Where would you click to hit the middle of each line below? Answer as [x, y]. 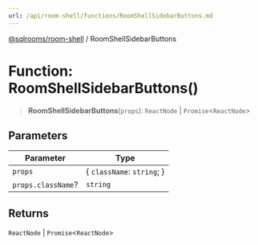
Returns [29, 213]
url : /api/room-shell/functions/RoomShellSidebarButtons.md [111, 16]
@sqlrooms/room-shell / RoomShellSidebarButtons [93, 39]
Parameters [38, 135]
